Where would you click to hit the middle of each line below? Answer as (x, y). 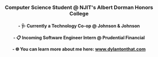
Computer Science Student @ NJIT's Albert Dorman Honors (79, 7)
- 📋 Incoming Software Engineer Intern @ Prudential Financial (79, 37)
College (79, 13)
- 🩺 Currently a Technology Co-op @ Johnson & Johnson (79, 26)
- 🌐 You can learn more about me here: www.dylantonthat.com (79, 49)
